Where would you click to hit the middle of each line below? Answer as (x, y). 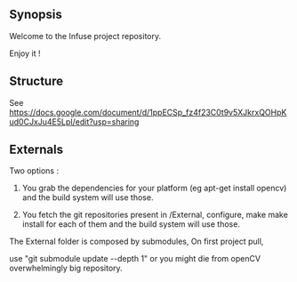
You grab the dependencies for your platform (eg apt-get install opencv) (154, 188)
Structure (36, 81)
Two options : (34, 171)
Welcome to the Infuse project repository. (85, 36)
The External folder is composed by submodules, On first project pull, (136, 242)
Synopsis (36, 15)
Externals (36, 150)
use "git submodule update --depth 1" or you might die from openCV (135, 259)
